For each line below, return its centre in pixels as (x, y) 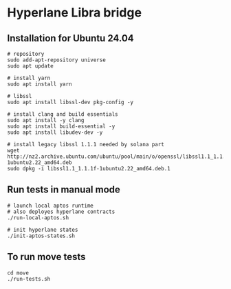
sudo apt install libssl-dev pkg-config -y (70, 102)
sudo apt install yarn (40, 84)
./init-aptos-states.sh (41, 236)
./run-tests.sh (29, 279)
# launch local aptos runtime (51, 206)
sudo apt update (30, 66)
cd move (18, 273)
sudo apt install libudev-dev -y (55, 132)
